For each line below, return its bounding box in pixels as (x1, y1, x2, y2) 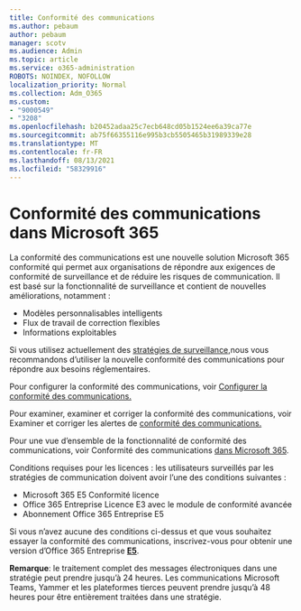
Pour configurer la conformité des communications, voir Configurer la (9, 381, 268, 393)
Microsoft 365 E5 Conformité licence (22, 489, 160, 501)
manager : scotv (9, 38, 67, 48)
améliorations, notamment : (9, 291, 111, 301)
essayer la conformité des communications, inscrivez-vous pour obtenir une (9, 536, 293, 547)
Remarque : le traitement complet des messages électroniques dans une (9, 563, 278, 574)
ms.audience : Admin (9, 47, 83, 56)
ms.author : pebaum (9, 22, 78, 31)
